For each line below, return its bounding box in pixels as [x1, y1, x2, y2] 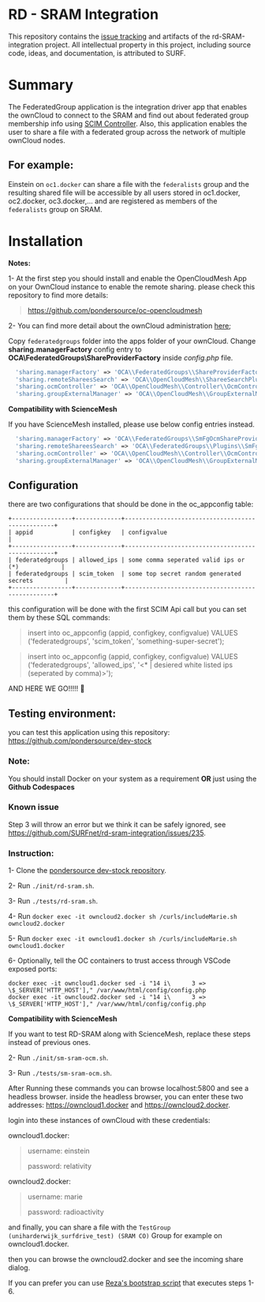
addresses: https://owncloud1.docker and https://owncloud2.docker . [8, 1100, 231, 1110]
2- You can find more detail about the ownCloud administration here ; [8, 321, 231, 330]
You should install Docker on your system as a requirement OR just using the [8, 774, 257, 783]
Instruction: [8, 848, 54, 859]
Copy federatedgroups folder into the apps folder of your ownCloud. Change [8, 336, 256, 345]
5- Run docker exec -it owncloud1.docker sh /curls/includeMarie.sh [8, 934, 237, 943]
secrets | [8, 577, 69, 585]
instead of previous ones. [8, 1038, 91, 1047]
